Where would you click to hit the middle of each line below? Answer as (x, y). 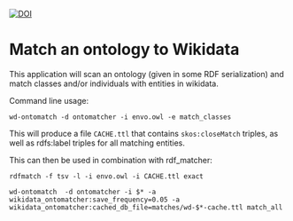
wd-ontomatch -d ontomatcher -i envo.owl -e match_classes (120, 117)
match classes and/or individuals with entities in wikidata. (114, 83)
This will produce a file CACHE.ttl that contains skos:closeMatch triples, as (144, 133)
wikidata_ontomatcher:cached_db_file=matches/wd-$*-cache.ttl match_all (146, 207)
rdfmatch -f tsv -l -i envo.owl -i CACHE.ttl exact (106, 176)
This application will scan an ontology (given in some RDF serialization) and (147, 74)
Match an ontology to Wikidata (124, 50)
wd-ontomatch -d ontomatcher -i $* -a (83, 192)
